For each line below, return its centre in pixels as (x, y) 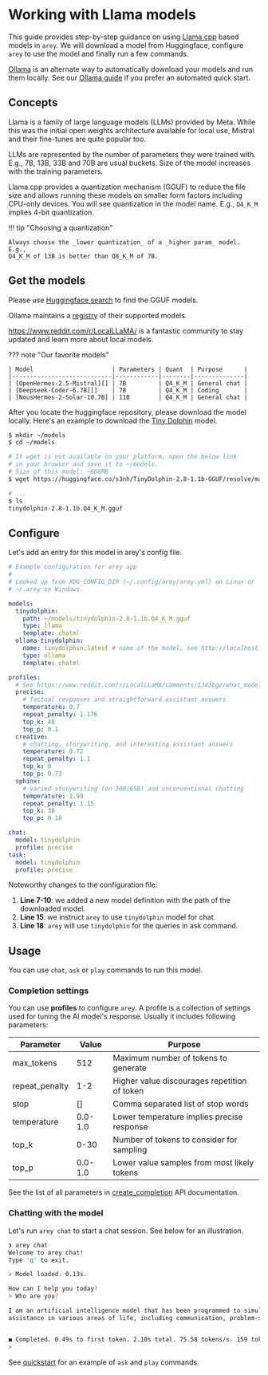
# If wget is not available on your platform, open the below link (123, 457)
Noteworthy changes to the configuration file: (83, 885)
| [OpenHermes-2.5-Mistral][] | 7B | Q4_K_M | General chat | (128, 383)
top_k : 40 (39, 722)
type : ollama (44, 656)
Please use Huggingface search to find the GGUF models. (103, 300)
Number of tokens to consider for (175, 1140)
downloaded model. (53, 909)
